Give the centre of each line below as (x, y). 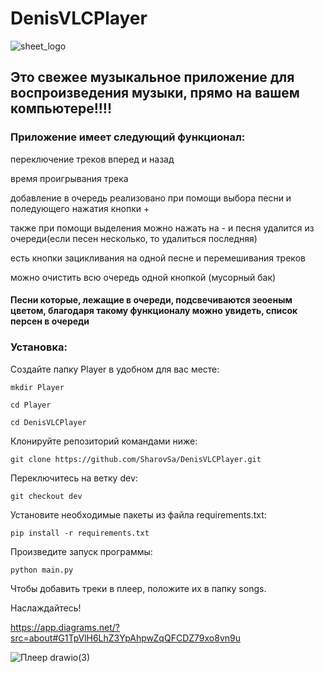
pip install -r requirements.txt (80, 533)
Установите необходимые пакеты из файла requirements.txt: (138, 514)
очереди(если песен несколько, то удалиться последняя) (134, 238)
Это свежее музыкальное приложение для (152, 77)
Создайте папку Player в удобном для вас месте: (115, 369)
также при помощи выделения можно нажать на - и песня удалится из (162, 228)
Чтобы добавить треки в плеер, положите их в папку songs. (138, 588)
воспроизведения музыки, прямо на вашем (155, 93)
